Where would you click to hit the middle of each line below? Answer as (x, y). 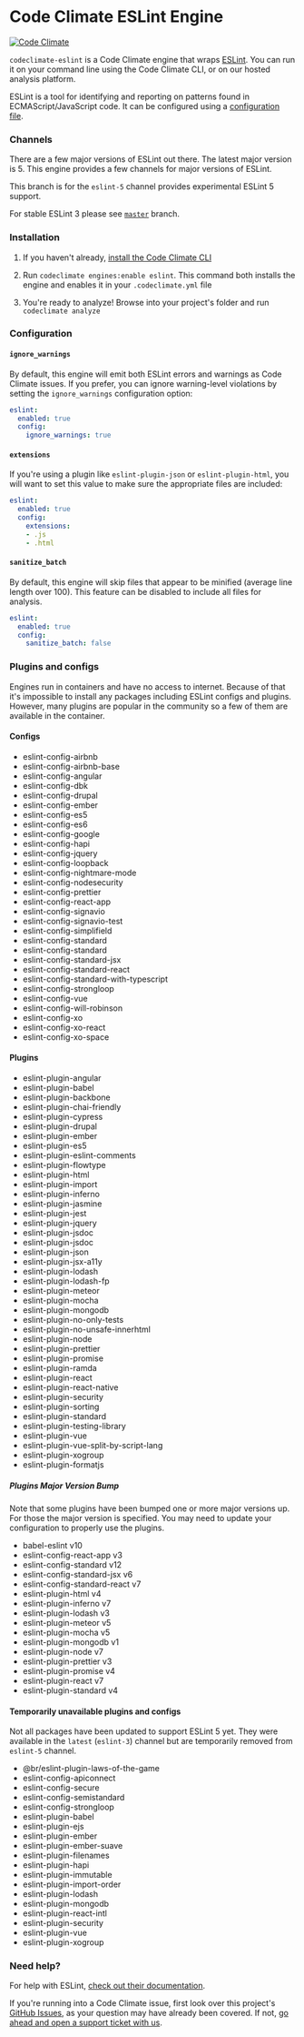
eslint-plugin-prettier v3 (67, 1661)
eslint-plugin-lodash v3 (66, 1613)
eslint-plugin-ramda (59, 1368)
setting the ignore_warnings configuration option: (101, 393)
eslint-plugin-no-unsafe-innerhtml (87, 1329)
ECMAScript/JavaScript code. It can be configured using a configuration (145, 106)
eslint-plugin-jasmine (62, 1204)
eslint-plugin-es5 (54, 1146)
